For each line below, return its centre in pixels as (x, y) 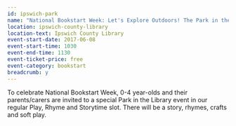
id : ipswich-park (33, 14)
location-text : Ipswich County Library (66, 33)
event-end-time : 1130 (39, 53)
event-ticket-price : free (45, 59)
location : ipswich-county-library (58, 27)
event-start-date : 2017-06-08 (52, 40)
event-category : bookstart (47, 66)
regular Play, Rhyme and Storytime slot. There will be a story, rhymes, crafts (117, 107)
